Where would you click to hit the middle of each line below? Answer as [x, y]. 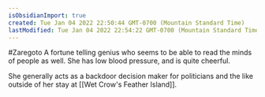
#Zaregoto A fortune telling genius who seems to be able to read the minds [130, 53]
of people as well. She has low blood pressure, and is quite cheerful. [119, 61]
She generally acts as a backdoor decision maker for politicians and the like [131, 76]
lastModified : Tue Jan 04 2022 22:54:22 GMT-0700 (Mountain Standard [125, 30]
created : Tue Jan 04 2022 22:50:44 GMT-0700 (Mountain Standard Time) [127, 23]
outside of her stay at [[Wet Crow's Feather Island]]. [93, 84]
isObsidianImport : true [47, 15]
